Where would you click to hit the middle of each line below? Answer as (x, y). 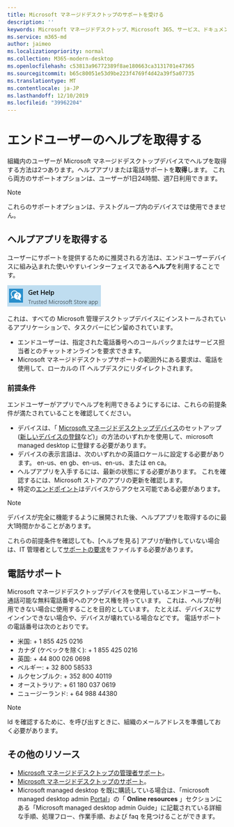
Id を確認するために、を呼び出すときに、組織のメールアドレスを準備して (111, 722)
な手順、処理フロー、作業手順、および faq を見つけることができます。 (118, 816)
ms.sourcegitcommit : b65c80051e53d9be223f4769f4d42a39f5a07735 (101, 73)
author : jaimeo (29, 44)
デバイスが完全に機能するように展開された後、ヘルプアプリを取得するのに (114, 517)
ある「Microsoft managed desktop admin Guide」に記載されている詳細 (119, 807)
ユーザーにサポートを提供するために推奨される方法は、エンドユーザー (108, 257)
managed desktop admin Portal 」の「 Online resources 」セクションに (120, 798)
